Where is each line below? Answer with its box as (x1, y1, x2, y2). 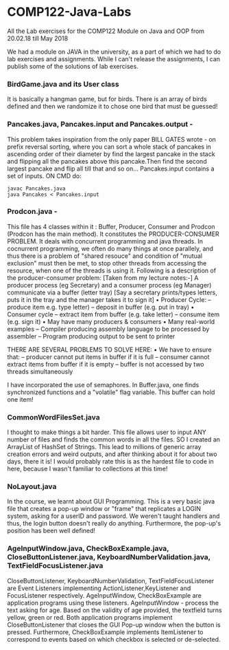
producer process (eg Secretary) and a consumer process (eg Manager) (7, 281, 212, 289)
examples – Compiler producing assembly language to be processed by (7, 325, 210, 333)
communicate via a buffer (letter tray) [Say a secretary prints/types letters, (7, 288, 217, 296)
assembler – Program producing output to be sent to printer (7, 332, 176, 340)
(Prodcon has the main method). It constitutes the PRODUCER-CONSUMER (7, 230, 219, 238)
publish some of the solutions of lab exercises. (7, 62, 138, 70)
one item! (7, 395, 34, 403)
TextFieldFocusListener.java (7, 561, 104, 571)
